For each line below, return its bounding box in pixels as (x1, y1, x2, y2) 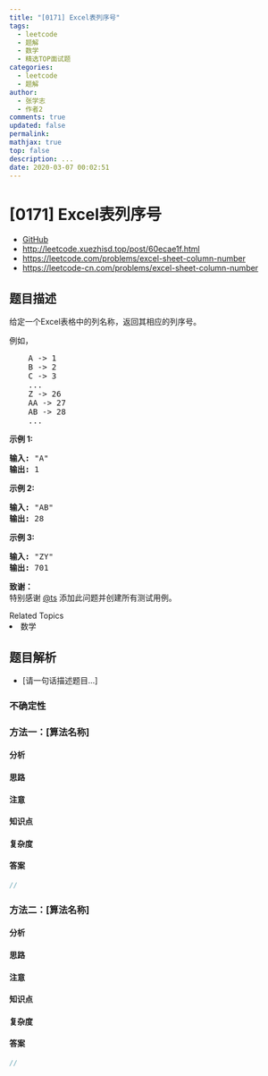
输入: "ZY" (9, 552, 54, 562)
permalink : (9, 130, 50, 139)
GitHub (21, 234, 49, 245)
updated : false (9, 122, 66, 131)
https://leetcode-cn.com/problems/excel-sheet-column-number (21, 263, 259, 274)
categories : (9, 64, 54, 72)
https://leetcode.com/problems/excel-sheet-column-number (21, 253, 246, 264)
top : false (9, 146, 50, 155)
